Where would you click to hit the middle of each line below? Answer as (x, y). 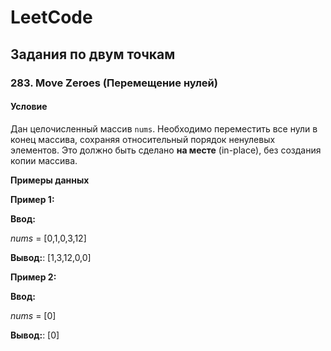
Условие (29, 107)
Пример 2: (33, 277)
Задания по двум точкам (93, 54)
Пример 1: (32, 199)
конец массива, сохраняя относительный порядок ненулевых (143, 139)
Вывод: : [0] (35, 335)
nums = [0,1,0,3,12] (48, 238)
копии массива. (44, 160)
